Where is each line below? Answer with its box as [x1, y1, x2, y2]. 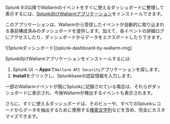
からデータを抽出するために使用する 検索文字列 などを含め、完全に [14, 107, 152, 113]
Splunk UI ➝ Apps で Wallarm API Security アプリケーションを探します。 [12, 66, 162, 72]
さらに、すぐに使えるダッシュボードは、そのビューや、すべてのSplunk [5, 101, 152, 106]
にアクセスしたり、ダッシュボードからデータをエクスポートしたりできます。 [5, 34, 164, 40]
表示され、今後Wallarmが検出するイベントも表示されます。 [31, 90, 156, 96]
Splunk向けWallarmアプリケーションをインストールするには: [5, 56, 131, 62]
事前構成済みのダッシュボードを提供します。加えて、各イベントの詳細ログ [9, 28, 165, 34]
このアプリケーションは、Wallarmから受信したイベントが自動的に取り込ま [5, 22, 160, 27]
